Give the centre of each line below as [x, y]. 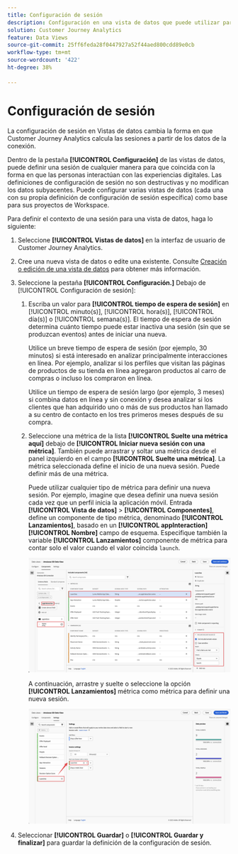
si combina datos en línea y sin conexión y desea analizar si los [120, 399]
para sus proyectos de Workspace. [58, 205]
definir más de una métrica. [68, 473]
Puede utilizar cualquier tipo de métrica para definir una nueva [119, 487]
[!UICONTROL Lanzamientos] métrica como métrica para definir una [129, 691]
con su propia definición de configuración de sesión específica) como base [118, 197]
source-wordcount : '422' [44, 60]
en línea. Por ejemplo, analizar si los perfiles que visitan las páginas [126, 363]
